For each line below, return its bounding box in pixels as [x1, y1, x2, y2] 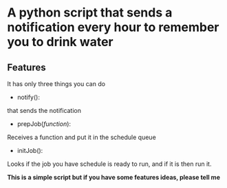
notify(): [17, 93, 40, 101]
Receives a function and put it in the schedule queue [7, 133, 156, 141]
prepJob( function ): [17, 120, 71, 128]
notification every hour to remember [7, 19, 219, 35]
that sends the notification [7, 107, 81, 114]
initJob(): [17, 147, 43, 154]
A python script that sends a [7, 5, 173, 21]
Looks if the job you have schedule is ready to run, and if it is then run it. [7, 160, 212, 168]
